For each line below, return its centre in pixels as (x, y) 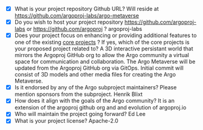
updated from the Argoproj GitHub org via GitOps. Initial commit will (99, 68)
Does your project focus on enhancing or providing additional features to (105, 35)
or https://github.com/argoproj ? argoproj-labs (84, 29)
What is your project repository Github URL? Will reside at (87, 9)
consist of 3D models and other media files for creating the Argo (95, 75)
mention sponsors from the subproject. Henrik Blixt (78, 94)
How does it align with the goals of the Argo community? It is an (94, 101)
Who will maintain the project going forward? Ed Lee (80, 114)
